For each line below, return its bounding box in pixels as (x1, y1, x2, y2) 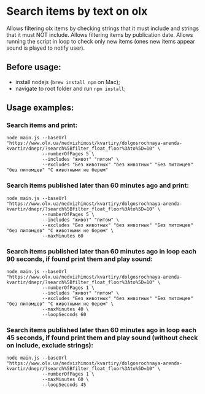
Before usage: (6, 62, 61, 72)
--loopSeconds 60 (42, 312, 87, 318)
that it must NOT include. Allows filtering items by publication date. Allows (6, 31, 193, 38)
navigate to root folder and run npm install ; (15, 85, 126, 92)
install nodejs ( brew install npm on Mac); (15, 78, 121, 85)
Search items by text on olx (6, 4, 148, 18)
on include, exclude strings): (6, 341, 94, 349)
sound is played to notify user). (6, 44, 85, 52)
